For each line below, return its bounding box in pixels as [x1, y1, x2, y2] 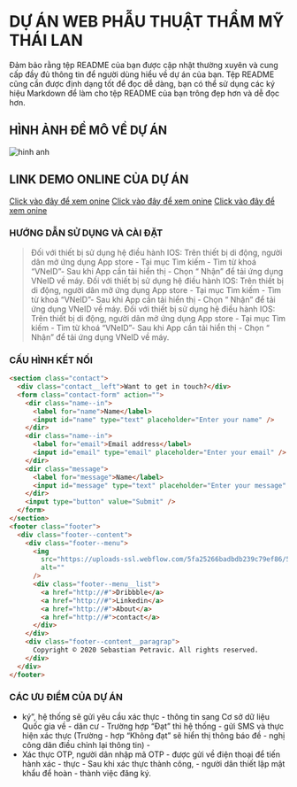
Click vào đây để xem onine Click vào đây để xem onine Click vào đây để [9, 196, 276, 206]
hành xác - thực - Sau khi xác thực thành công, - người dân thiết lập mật [21, 758, 286, 768]
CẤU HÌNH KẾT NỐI [9, 353, 93, 366]
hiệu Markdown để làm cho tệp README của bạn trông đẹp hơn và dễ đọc [9, 88, 280, 98]
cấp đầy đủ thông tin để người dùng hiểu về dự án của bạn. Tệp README [9, 69, 275, 80]
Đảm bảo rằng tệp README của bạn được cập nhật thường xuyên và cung [9, 59, 278, 70]
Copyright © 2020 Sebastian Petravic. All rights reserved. [32, 645, 259, 655]
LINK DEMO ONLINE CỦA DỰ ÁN [9, 172, 189, 188]
